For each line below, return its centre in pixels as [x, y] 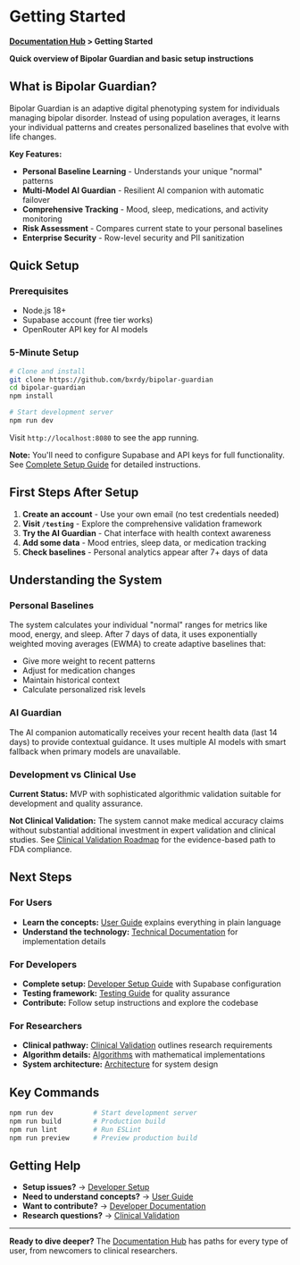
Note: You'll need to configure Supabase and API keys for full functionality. [147, 455]
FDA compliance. [41, 850]
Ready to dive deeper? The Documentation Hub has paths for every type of [149, 1241]
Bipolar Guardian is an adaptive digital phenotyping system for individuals [145, 108]
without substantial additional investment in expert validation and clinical [142, 830]
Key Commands [54, 1092]
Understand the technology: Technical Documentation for [130, 932]
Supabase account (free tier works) [87, 320]
